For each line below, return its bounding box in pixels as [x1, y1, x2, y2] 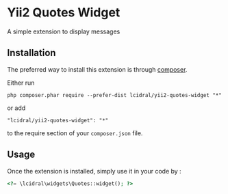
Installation [7, 47, 56, 59]
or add [7, 104, 26, 112]
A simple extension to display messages [7, 27, 121, 36]
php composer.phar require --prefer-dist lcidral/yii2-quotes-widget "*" [7, 92, 223, 98]
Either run [7, 79, 35, 87]
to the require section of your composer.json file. [7, 128, 143, 137]
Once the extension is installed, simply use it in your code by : [7, 167, 181, 175]
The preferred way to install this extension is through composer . [7, 65, 188, 73]
